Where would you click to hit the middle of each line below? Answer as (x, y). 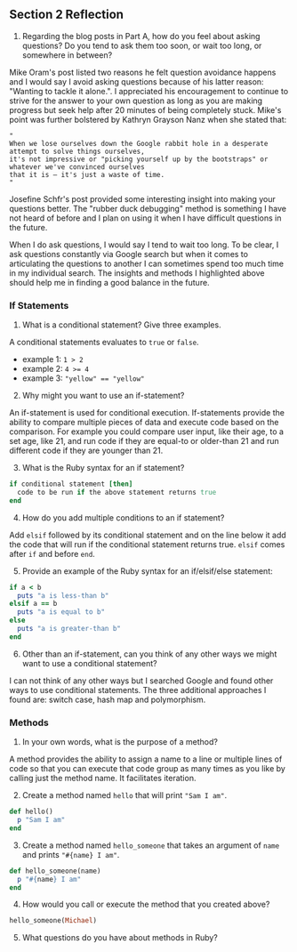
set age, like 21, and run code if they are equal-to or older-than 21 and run (144, 441)
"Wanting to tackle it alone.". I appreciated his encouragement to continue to (149, 91)
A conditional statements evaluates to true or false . (104, 343)
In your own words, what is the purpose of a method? (120, 742)
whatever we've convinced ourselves (77, 167)
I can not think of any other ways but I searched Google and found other (141, 681)
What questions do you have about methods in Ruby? (120, 938)
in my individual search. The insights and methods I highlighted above (137, 273)
